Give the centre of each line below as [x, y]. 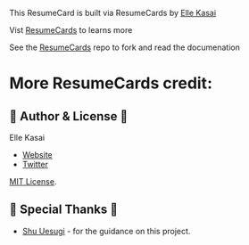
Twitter [35, 164]
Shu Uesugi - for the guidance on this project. [106, 231]
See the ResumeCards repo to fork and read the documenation [125, 47]
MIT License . [33, 181]
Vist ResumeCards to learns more [71, 30]
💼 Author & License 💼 [69, 116]
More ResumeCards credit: [111, 83]
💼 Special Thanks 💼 [64, 210]
